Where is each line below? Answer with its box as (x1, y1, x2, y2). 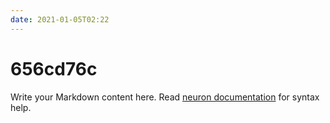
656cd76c (10, 57, 98, 80)
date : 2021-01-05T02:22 (10, 14, 110, 25)
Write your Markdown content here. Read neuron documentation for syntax (10, 91, 320, 103)
